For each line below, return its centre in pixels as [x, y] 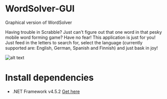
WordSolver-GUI [40, 9]
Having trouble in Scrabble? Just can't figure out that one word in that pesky [83, 32]
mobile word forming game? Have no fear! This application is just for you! [81, 37]
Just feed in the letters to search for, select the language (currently [74, 42]
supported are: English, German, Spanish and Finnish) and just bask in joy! [82, 48]
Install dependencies [49, 78]
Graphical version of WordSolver [39, 22]
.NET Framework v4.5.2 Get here [46, 91]
